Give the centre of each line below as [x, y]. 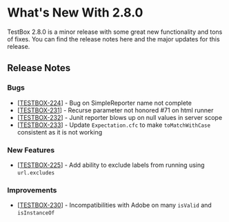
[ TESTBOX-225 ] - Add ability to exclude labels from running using [111, 165]
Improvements [32, 190]
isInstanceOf [36, 213]
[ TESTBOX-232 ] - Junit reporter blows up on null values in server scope [120, 117]
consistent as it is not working [60, 132]
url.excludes [36, 173]
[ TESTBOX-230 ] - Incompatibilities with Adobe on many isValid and [114, 205]
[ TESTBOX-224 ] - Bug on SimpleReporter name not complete [104, 103]
